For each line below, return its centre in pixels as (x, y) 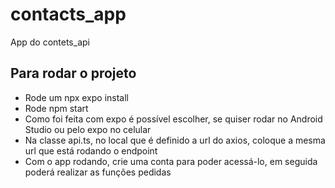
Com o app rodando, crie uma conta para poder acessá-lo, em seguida (171, 161)
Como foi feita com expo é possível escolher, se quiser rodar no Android (173, 119)
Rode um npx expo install (76, 97)
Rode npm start (56, 108)
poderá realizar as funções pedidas (98, 172)
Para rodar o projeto (73, 73)
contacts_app (68, 14)
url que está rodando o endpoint (91, 150)
